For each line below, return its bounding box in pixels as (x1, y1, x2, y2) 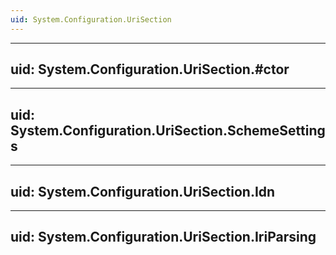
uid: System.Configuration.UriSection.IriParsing (10, 229, 317, 246)
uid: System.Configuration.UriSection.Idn (10, 183, 276, 200)
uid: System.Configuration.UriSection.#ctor (10, 61, 290, 78)
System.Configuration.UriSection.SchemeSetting (10, 122, 326, 139)
